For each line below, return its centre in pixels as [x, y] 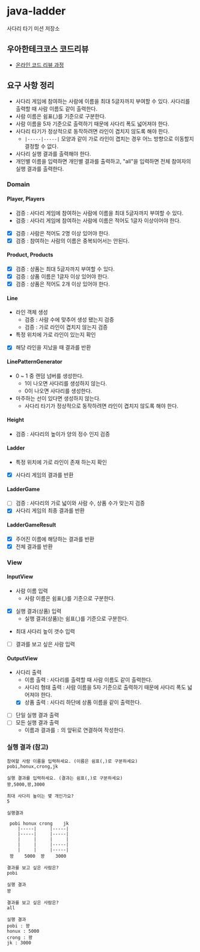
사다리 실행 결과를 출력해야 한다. [53, 154]
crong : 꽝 [20, 938]
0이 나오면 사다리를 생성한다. [58, 391]
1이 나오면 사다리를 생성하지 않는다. [66, 383]
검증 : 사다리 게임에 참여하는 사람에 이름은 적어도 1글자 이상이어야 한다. [98, 220]
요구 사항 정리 [31, 86]
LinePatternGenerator [35, 362]
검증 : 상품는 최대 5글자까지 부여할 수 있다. [65, 269]
